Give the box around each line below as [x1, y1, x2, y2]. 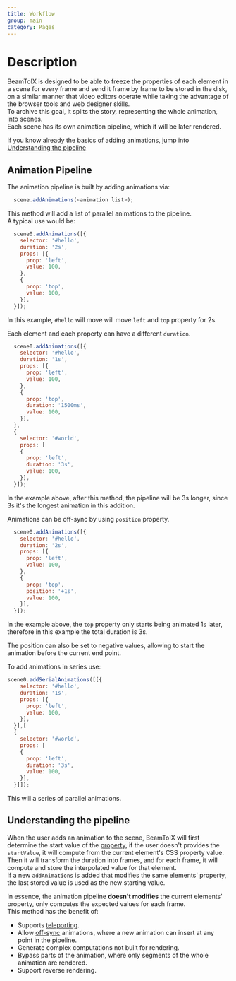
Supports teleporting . [17, 920, 80, 929]
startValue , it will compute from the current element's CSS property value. [7, 848, 224, 857]
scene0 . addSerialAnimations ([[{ [7, 676, 102, 683]
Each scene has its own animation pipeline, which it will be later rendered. [7, 122, 222, 131]
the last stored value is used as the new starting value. [7, 878, 166, 887]
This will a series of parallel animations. [7, 794, 122, 802]
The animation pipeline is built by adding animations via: [7, 183, 170, 192]
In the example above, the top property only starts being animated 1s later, [7, 620, 223, 629]
